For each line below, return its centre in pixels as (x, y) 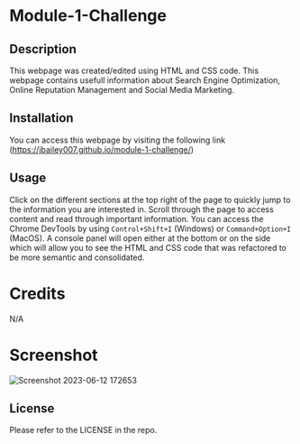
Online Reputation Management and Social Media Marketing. (122, 90)
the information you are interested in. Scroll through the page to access (142, 209)
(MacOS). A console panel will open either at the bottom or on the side (140, 238)
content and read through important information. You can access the (136, 218)
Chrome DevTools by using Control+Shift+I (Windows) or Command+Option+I (150, 228)
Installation (41, 118)
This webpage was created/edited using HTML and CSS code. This (134, 70)
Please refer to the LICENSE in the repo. (83, 430)
